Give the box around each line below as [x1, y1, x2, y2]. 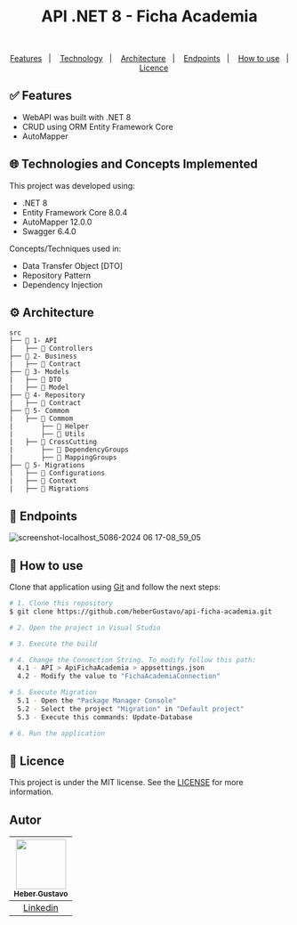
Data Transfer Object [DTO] [21, 260, 123, 271]
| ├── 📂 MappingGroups [9, 453, 117, 462]
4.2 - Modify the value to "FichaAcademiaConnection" [17, 672, 221, 681]
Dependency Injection [21, 279, 103, 290]
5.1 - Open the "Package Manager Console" [17, 696, 177, 705]
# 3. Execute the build [9, 639, 98, 648]
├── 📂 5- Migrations [9, 461, 86, 470]
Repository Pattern [21, 270, 92, 280]
